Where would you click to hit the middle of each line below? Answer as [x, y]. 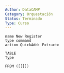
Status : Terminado [24, 18]
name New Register [24, 36]
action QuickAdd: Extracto [32, 45]
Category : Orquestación [29, 14]
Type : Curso [17, 23]
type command [18, 41]
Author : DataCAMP [23, 9]
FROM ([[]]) [17, 66]
